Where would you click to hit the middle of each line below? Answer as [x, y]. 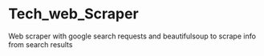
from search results [41, 44]
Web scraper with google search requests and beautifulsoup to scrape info [132, 36]
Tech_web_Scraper [73, 14]
